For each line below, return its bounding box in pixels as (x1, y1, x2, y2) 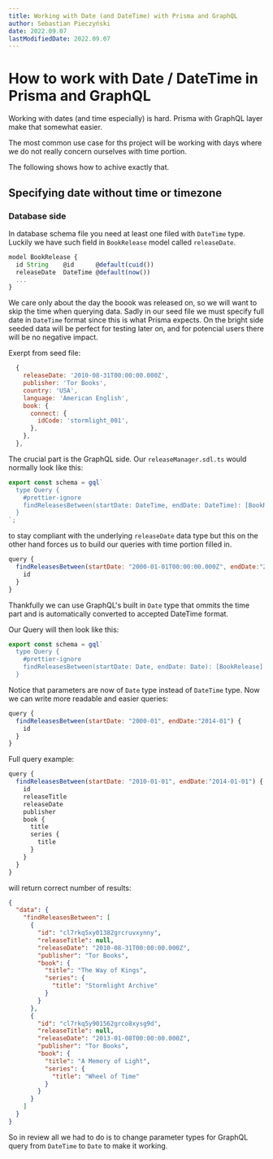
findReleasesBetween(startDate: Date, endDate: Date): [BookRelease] (23, 663, 264, 671)
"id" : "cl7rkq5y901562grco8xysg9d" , (37, 1019, 162, 1027)
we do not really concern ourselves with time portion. (8, 147, 187, 157)
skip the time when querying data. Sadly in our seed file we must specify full (8, 306, 264, 317)
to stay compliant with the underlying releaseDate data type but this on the (8, 531, 258, 541)
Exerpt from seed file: (8, 348, 81, 358)
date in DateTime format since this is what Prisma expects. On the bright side (8, 315, 264, 325)
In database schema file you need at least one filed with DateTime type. (8, 228, 245, 238)
